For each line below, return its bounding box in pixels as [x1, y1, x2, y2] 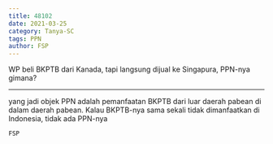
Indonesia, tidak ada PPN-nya [8, 114, 108, 124]
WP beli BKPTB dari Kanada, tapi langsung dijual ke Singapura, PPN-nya [8, 64, 250, 74]
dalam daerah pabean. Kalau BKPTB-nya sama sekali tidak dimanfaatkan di [8, 105, 260, 115]
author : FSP [8, 42, 49, 50]
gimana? [8, 73, 37, 83]
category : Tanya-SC [8, 27, 75, 35]
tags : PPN [8, 34, 42, 43]
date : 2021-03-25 [8, 20, 67, 28]
